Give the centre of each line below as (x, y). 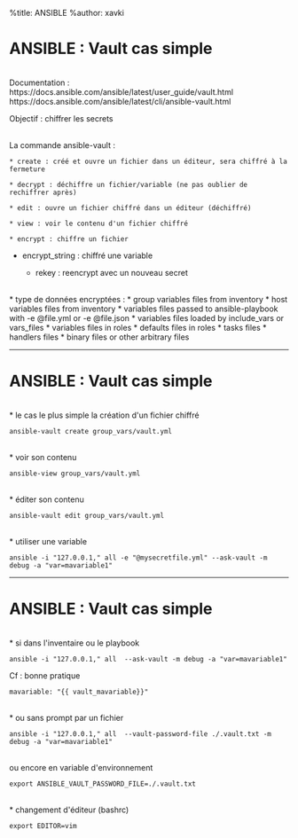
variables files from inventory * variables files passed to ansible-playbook (144, 309)
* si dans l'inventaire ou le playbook (74, 643)
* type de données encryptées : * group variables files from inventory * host (149, 299)
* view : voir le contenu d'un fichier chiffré (99, 223)
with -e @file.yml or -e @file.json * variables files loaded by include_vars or (147, 317)
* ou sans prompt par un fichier (67, 717)
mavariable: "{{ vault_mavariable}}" (79, 692)
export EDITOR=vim (43, 826)
